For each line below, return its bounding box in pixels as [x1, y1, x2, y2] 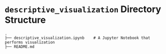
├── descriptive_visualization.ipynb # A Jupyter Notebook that [5, 35, 151, 40]
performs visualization [5, 39, 55, 45]
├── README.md [5, 44, 35, 49]
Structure [5, 14, 46, 26]
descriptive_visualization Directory [5, 4, 161, 15]
